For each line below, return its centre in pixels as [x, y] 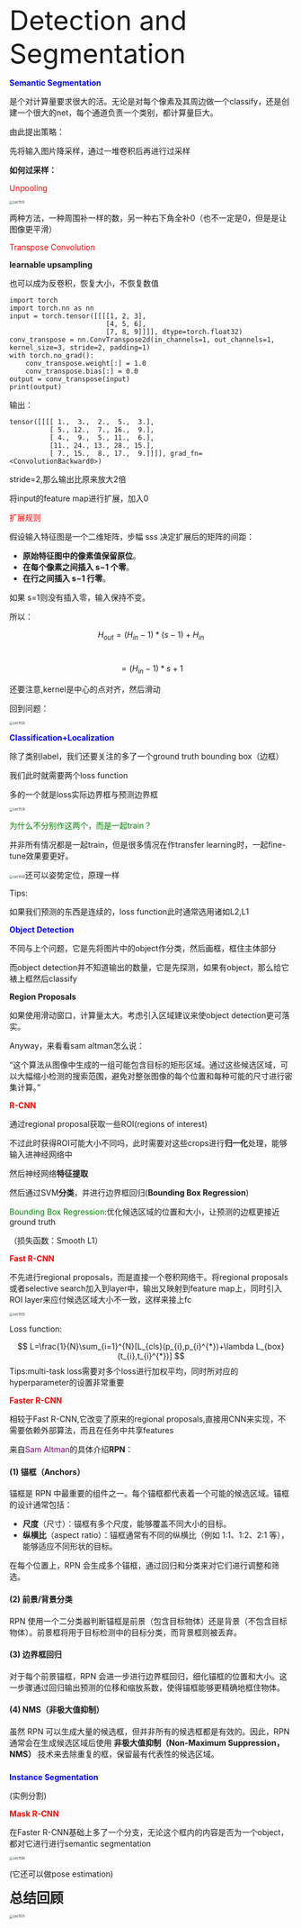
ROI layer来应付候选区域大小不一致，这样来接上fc [101, 1299]
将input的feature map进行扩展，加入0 [79, 498]
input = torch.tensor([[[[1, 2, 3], [78, 316]
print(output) [36, 387]
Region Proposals [43, 996]
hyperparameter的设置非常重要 [67, 1383]
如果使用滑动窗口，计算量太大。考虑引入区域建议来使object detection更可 [146, 1015]
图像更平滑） [33, 230]
